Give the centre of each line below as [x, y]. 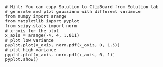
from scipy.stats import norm [41, 26]
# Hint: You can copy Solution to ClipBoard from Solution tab [82, 7]
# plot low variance [30, 40]
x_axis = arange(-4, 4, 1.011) [42, 35]
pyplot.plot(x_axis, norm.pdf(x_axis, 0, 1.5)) [63, 45]
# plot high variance [31, 50]
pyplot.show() [22, 59]
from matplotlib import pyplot [42, 21]
